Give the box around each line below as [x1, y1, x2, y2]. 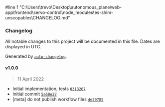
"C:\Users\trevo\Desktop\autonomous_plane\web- [19, 4, 122, 10]
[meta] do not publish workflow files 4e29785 [12, 96, 104, 102]
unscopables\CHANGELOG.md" [5, 15, 71, 20]
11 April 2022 [17, 76, 44, 82]
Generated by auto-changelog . [5, 53, 67, 59]
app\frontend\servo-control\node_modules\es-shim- [5, 9, 114, 15]
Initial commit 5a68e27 [12, 91, 57, 97]
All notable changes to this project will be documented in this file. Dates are [5, 38, 161, 44]
